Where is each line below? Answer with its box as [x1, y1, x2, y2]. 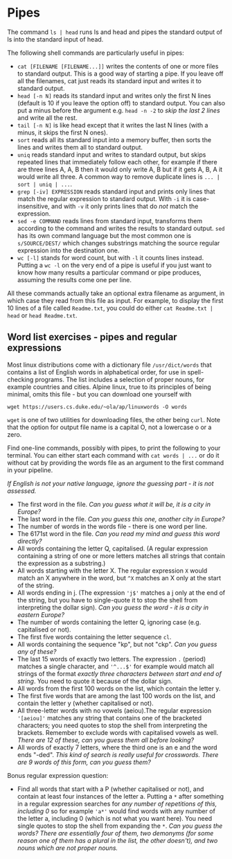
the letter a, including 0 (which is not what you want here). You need [17, 814, 213, 822]
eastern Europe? [17, 610, 65, 618]
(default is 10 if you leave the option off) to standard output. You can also [17, 98, 226, 107]
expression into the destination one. [17, 246, 120, 254]
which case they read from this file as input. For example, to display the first [7, 296, 224, 304]
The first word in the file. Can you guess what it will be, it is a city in [17, 500, 211, 508]
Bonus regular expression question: [7, 771, 109, 779]
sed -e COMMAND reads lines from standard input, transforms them [17, 216, 203, 225]
